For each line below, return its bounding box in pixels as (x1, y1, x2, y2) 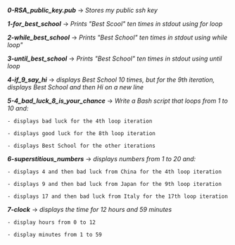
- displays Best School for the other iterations (7, 142, 156, 149)
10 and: (7, 104, 29, 112)
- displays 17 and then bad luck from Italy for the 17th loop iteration (7, 193, 229, 200)
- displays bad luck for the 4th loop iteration (7, 118, 153, 125)
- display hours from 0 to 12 (7, 219, 96, 226)
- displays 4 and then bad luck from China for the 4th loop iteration (7, 168, 222, 175)
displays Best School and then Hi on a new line (7, 83, 144, 91)
